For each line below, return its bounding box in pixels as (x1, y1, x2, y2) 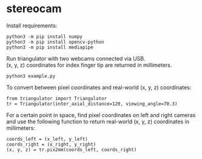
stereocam (6, 2, 62, 16)
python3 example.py (6, 73, 56, 79)
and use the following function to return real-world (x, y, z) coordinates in (6, 118, 190, 125)
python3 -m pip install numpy (6, 33, 83, 39)
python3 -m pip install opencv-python (6, 39, 104, 45)
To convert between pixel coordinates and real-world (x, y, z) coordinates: (6, 84, 192, 91)
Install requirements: (6, 22, 58, 29)
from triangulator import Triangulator (6, 95, 107, 101)
